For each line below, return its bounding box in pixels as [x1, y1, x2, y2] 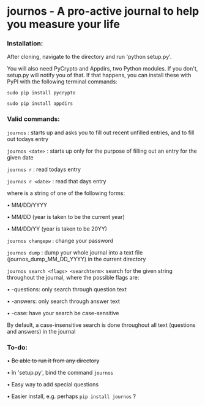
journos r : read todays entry [7, 166, 81, 173]
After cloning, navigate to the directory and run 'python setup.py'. [7, 53, 172, 61]
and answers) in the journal [7, 327, 76, 335]
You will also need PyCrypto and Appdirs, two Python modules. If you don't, [7, 65, 198, 72]
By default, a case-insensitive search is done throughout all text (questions [7, 321, 196, 329]
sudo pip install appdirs [7, 101, 73, 107]
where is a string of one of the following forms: [7, 189, 125, 197]
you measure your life [7, 17, 120, 31]
